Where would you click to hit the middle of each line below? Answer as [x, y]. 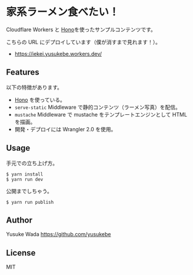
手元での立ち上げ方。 [32, 163]
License [21, 253]
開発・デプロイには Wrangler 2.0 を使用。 [65, 129]
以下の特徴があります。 [34, 87]
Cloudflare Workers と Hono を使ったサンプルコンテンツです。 [81, 29]
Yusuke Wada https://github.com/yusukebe [59, 234]
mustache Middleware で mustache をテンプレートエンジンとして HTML [101, 114]
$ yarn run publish [30, 202]
